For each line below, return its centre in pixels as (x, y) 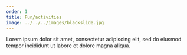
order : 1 (17, 12)
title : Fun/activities (34, 17)
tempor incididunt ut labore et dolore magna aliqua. (68, 46)
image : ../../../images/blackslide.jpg (55, 22)
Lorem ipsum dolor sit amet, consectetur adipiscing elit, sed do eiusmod (94, 40)
